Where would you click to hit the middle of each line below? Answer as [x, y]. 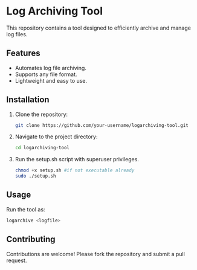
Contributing [31, 239]
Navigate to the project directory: [56, 137]
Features [23, 53]
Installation [28, 100]
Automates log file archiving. [50, 68]
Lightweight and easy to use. [51, 80]
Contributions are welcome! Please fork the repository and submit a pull [96, 254]
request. [17, 260]
